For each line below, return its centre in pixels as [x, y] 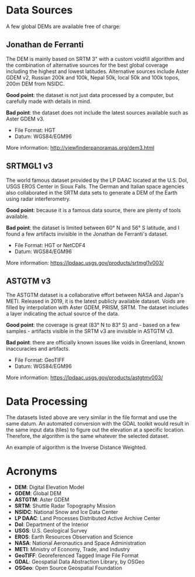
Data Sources [39, 10]
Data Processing [47, 401]
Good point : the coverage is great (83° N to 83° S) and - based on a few [93, 325]
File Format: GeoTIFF [40, 360]
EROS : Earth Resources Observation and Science [74, 537]
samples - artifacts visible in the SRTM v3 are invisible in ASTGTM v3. [90, 331]
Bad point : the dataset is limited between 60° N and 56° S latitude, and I [93, 227]
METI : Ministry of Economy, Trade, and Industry [72, 550]
